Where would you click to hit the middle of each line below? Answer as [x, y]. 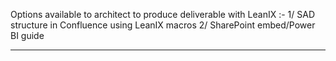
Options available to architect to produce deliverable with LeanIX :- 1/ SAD [162, 14]
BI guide [27, 35]
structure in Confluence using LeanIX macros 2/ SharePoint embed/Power [163, 25]
